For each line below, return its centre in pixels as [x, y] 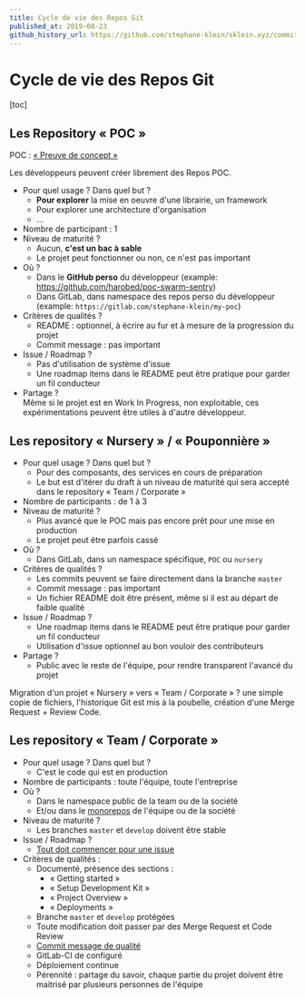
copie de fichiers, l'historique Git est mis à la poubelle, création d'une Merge [152, 702]
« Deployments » [81, 907]
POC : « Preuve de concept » [64, 155]
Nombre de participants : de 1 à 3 [85, 501]
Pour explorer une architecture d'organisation [121, 210]
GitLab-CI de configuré [79, 955]
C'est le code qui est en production [102, 772]
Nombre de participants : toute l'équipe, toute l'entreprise [130, 781]
